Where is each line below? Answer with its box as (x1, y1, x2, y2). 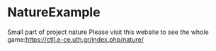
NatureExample (7, 4, 101, 21)
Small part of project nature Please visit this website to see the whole (7, 28, 209, 36)
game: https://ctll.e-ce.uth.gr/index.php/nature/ (7, 35, 144, 43)
